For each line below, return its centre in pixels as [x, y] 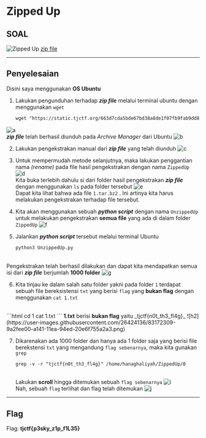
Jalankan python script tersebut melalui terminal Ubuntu [87, 236]
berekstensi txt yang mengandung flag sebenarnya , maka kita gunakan [106, 347]
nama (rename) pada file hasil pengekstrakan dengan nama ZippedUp [102, 166]
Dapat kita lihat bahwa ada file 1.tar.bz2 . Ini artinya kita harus [94, 193]
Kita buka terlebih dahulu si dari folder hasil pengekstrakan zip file [99, 180]
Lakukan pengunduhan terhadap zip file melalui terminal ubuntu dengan [106, 100]
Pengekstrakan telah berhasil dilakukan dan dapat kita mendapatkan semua [102, 266]
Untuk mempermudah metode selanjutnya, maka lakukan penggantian [104, 160]
